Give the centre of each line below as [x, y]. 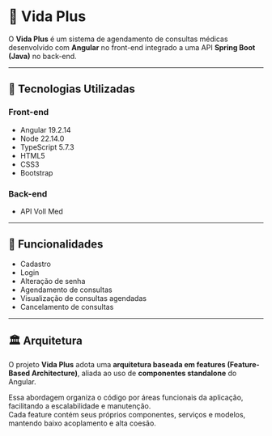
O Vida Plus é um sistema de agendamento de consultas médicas [118, 39]
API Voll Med [41, 211]
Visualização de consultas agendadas [83, 298]
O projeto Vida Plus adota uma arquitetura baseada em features [117, 364]
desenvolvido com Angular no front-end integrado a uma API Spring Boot [132, 47]
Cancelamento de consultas [67, 307]
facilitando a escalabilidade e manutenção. [80, 406]
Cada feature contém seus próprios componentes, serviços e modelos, [127, 414]
